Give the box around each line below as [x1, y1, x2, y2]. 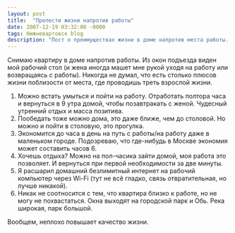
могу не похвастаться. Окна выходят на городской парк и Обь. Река [17, 196, 225, 205]
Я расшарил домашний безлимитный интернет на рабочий [17, 167, 195, 175]
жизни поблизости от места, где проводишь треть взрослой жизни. [7, 78, 213, 87]
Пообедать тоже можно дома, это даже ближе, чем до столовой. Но [17, 114, 226, 123]
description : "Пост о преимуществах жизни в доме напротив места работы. [7, 37, 229, 44]
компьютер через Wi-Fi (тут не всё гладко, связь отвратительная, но [17, 174, 227, 183]
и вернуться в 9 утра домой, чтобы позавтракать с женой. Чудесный [17, 99, 227, 108]
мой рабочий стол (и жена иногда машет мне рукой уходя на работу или [7, 63, 228, 72]
